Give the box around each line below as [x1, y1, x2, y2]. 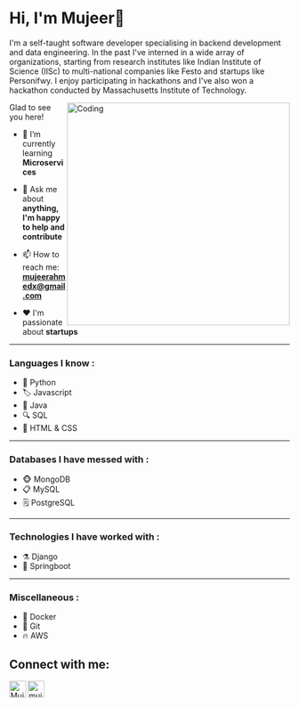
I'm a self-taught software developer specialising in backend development [9, 37, 282, 48]
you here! [9, 111, 44, 122]
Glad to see [9, 102, 52, 112]
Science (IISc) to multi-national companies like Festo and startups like [9, 66, 265, 77]
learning [21, 147, 53, 158]
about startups [21, 326, 78, 337]
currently [21, 138, 56, 149]
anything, [21, 202, 60, 213]
